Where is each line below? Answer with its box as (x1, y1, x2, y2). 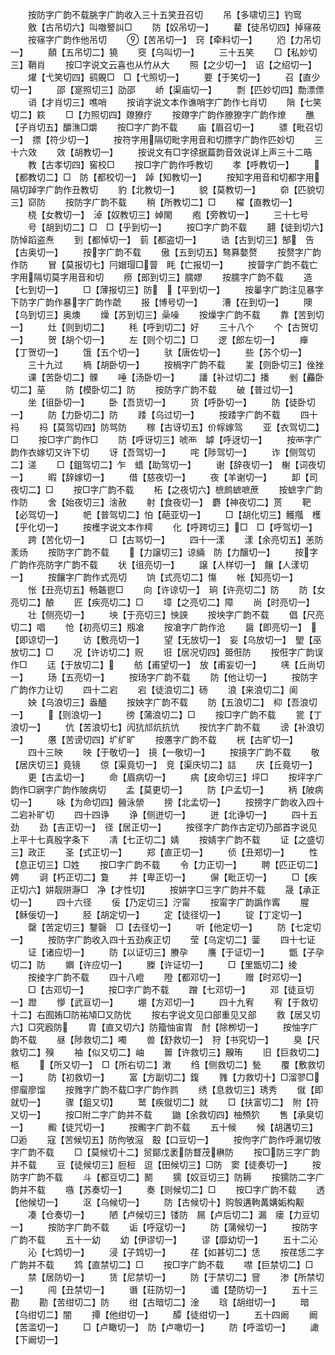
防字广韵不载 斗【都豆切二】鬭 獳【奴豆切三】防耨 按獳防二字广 (10, 1171, 325, 1183)
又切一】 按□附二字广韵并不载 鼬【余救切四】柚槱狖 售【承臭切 (10, 1109, 324, 1120)
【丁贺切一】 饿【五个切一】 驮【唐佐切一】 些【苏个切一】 (10, 346, 307, 358)
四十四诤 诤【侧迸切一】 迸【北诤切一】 (73, 809, 272, 820)
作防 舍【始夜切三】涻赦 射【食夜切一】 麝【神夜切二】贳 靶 (10, 496, 312, 508)
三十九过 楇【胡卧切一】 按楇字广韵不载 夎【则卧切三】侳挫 (27, 359, 325, 370)
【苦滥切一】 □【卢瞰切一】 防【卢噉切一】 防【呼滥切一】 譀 (10, 1321, 320, 1333)
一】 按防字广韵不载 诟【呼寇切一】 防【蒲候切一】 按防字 (10, 1221, 318, 1233)
